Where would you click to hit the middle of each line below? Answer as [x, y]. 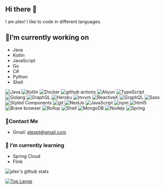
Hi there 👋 [21, 9]
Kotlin [19, 55]
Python [20, 77]
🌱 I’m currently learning [35, 145]
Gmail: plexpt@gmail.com [39, 132]
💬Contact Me [22, 121]
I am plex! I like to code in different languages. [53, 21]
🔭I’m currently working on [47, 38]
